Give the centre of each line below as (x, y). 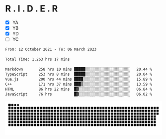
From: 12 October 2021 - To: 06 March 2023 (51, 50)
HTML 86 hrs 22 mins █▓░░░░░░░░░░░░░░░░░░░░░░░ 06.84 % (79, 89)
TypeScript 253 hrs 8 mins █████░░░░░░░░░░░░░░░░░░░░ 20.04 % (79, 74)
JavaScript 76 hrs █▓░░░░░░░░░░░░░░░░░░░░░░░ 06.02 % (79, 94)
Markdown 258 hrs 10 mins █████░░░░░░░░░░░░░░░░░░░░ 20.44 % (79, 69)
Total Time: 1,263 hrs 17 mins (38, 60)
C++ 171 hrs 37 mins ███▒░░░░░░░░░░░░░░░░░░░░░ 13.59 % (79, 84)
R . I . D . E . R (32, 9)
